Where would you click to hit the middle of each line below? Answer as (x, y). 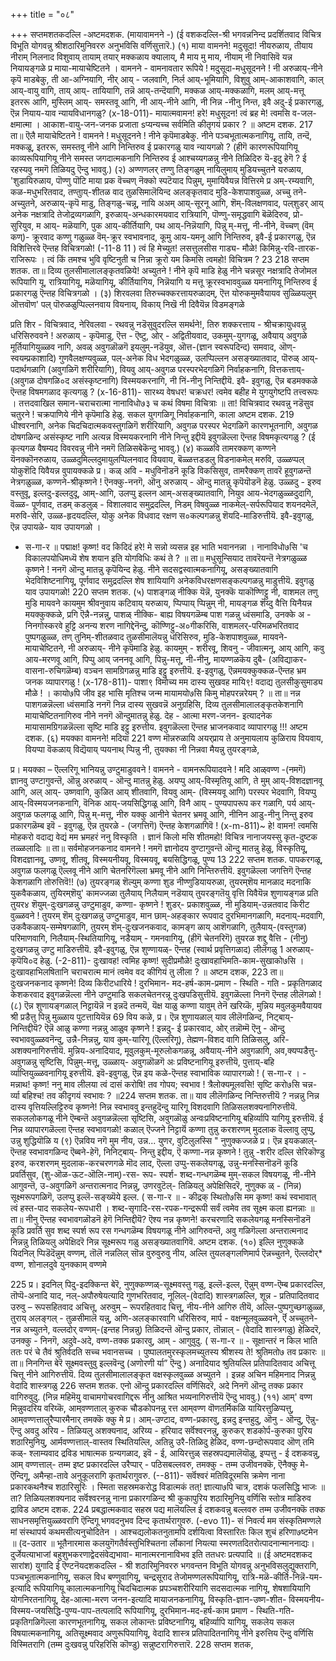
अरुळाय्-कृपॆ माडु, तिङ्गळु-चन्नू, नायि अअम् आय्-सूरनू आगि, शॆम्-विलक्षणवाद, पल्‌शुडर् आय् (181, 203)
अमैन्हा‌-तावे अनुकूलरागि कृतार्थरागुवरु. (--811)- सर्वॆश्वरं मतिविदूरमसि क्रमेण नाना (159, 1475)
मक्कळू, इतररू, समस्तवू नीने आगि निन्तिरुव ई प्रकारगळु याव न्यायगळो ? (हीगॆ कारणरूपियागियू (154, 147)
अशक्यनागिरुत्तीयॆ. (38, 1050)
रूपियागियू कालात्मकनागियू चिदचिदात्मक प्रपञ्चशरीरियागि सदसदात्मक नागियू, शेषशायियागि (172, 1588)
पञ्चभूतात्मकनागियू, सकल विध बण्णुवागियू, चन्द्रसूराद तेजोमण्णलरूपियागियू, (125, 1577)
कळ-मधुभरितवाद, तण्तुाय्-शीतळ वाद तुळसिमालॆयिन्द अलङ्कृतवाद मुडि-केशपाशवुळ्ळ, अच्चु (150, 192)
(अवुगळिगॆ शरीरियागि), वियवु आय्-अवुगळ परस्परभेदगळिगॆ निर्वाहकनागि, (157, 369)
